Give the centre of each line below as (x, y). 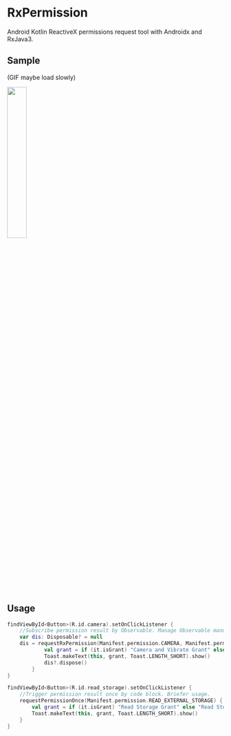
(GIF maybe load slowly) (42, 77)
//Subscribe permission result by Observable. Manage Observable (115, 631)
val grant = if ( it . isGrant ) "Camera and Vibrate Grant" (127, 650)
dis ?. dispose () (66, 662)
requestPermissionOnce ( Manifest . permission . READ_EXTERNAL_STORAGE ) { (121, 701)
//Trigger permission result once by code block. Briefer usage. (115, 694)
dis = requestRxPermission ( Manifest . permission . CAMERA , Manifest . (117, 644)
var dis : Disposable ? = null (61, 637)
